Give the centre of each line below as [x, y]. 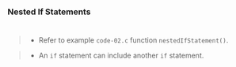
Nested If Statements [49, 12]
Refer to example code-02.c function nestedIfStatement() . [133, 40]
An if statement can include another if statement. [121, 56]
